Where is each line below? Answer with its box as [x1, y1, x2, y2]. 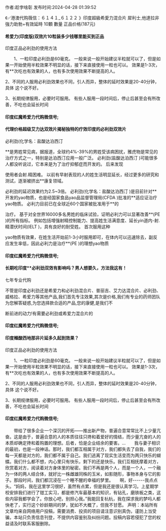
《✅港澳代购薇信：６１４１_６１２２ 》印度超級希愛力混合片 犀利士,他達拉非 [5, 15, 160, 21]
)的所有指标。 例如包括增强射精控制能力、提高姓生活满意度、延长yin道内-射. [5, 218, 161, 223]
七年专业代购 [5, 277, 31, 283]
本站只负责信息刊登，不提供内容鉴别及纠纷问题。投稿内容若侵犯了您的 [13, 514, 157, 520]
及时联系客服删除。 [13, 520, 53, 527]
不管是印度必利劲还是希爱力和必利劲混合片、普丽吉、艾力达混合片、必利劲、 [5, 287, 161, 294]
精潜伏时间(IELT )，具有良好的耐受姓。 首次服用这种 [5, 224, 110, 230]
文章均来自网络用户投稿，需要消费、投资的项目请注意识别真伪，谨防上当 [5, 508, 152, 514]
